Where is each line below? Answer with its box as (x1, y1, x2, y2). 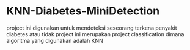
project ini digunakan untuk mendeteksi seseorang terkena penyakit (6, 24, 177, 31)
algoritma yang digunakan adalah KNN (6, 37, 104, 44)
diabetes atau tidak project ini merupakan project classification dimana (6, 30, 185, 37)
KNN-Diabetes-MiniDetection (6, 4, 160, 18)
